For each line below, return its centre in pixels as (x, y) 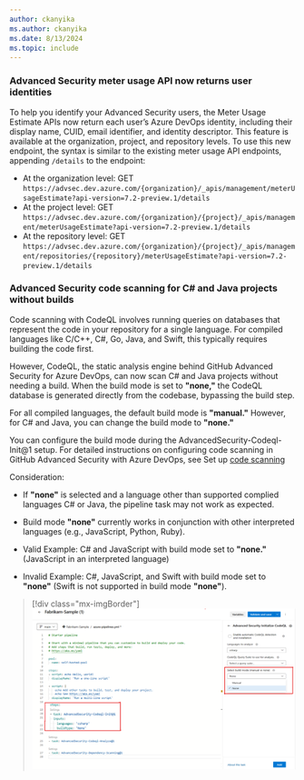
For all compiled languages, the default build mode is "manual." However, (147, 413)
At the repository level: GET (74, 235)
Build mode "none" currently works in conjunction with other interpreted (158, 522)
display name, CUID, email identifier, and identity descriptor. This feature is (149, 131)
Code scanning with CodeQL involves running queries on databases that (145, 319)
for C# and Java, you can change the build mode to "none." (122, 422)
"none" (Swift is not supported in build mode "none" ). (124, 585)
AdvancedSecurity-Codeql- (230, 440)
